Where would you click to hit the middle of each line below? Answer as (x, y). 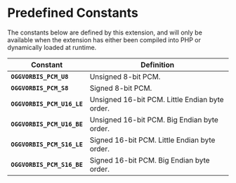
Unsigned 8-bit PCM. (125, 77)
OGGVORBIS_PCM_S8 (40, 88)
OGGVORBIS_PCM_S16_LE (47, 144)
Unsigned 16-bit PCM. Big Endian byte (154, 120)
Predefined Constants (73, 13)
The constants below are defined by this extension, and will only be (105, 32)
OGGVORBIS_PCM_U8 (40, 76)
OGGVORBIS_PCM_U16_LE (47, 104)
